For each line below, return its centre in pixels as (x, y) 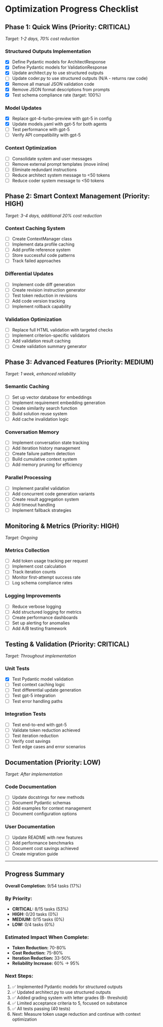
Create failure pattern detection (43, 454)
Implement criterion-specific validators (51, 335)
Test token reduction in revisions (45, 295)
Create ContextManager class (42, 239)
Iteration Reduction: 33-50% (41, 958)
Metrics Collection (27, 550)
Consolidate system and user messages (52, 158)
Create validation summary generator (49, 347)
